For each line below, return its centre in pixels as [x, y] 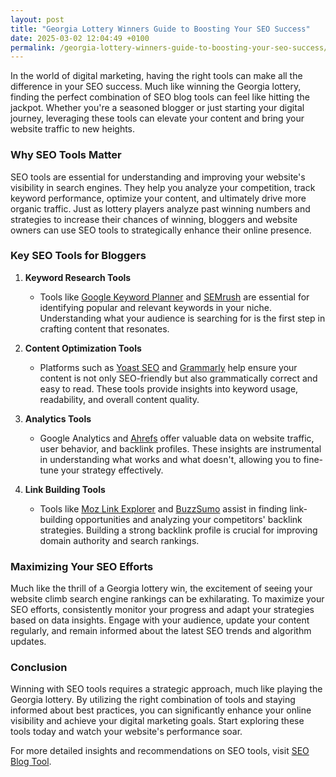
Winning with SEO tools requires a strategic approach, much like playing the [166, 689]
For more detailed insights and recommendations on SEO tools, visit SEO [160, 751]
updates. [28, 642]
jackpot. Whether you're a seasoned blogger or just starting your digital [157, 108]
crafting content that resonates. [104, 328]
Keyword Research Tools [78, 277]
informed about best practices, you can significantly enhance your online [161, 710]
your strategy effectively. [112, 470]
